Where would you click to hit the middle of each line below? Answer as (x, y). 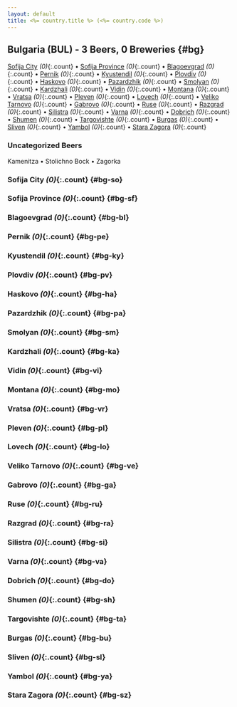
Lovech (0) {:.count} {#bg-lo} (59, 447)
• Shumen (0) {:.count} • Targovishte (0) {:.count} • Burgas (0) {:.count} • (113, 120)
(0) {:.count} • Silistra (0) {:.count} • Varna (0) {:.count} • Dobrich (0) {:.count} (119, 112)
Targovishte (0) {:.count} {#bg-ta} (67, 619)
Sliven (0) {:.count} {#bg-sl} (57, 657)
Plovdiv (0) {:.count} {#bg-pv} (60, 275)
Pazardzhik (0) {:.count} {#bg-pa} (67, 313)
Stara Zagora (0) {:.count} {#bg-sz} (69, 695)
